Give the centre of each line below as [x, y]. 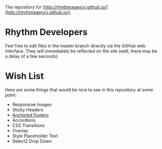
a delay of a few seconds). [32, 56]
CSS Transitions [28, 125]
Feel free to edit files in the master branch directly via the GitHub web [75, 46]
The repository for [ [25, 7]
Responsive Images [32, 104]
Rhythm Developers [46, 32]
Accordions [24, 120]
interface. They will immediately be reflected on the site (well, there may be [81, 51]
